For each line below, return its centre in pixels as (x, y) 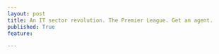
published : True (31, 27)
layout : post (26, 14)
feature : (20, 33)
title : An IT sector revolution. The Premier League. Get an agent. (110, 20)
